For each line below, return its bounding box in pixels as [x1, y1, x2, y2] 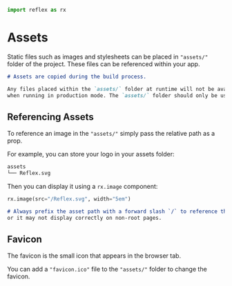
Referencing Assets [7, 111, 95, 123]
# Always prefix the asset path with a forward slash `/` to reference [7, 207, 217, 215]
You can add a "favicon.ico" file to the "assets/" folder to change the [7, 265, 207, 274]
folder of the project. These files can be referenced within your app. [7, 59, 200, 68]
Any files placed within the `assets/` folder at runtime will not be [7, 85, 215, 92]
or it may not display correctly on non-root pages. [7, 214, 162, 221]
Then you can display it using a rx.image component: [7, 183, 158, 190]
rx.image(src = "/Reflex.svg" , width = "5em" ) [7, 196, 131, 203]
